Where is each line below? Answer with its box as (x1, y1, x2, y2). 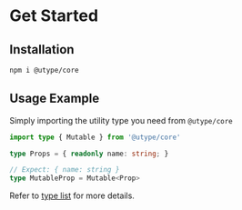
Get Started (9, 5, 98, 26)
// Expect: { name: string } (9, 165, 120, 175)
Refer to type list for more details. (9, 190, 135, 201)
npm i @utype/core (9, 65, 79, 75)
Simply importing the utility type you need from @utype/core (9, 115, 234, 125)
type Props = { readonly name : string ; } (9, 149, 169, 158)
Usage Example (9, 91, 100, 106)
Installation (9, 42, 75, 57)
